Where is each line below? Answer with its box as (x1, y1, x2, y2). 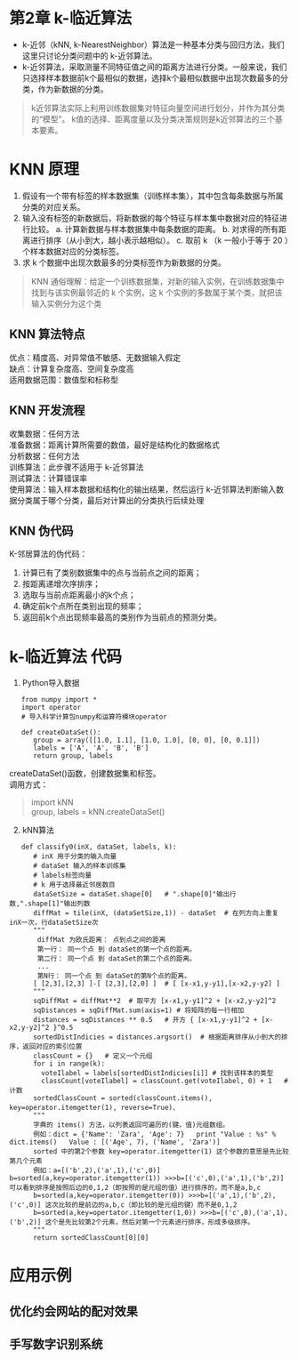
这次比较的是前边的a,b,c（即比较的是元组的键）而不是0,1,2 (44, 1201, 238, 1210)
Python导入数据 (21, 678, 80, 688)
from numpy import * (20, 696, 98, 704)
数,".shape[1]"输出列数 (9, 899, 91, 908)
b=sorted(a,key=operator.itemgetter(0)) (32, 1191, 185, 1201)
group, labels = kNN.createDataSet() (30, 807, 165, 817)
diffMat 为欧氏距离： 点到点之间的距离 (36, 936, 166, 945)
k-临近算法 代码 (9, 647, 123, 667)
